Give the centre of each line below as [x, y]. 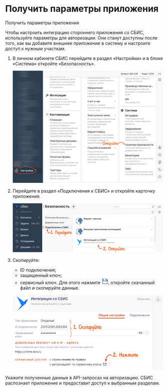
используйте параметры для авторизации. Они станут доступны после [81, 38]
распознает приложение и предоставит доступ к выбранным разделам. [83, 383]
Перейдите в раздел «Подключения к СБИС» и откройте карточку [84, 191]
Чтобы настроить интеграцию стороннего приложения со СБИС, [75, 32]
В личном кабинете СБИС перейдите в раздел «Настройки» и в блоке [88, 58]
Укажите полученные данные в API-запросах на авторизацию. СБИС [79, 377]
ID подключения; [38, 270]
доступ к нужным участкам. [36, 48]
